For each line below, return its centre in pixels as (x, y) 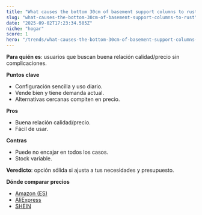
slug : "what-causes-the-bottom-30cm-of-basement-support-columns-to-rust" (102, 17)
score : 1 (17, 34)
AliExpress (28, 200)
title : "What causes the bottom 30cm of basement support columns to (95, 12)
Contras (17, 141)
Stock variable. (33, 159)
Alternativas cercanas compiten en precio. (67, 99)
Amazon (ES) (31, 193)
